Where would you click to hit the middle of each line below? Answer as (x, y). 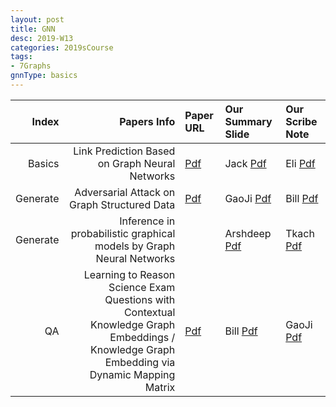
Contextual (149, 312)
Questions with (140, 299)
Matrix (160, 387)
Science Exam (142, 287)
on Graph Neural (136, 163)
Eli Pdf (300, 163)
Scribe (301, 121)
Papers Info (147, 121)
